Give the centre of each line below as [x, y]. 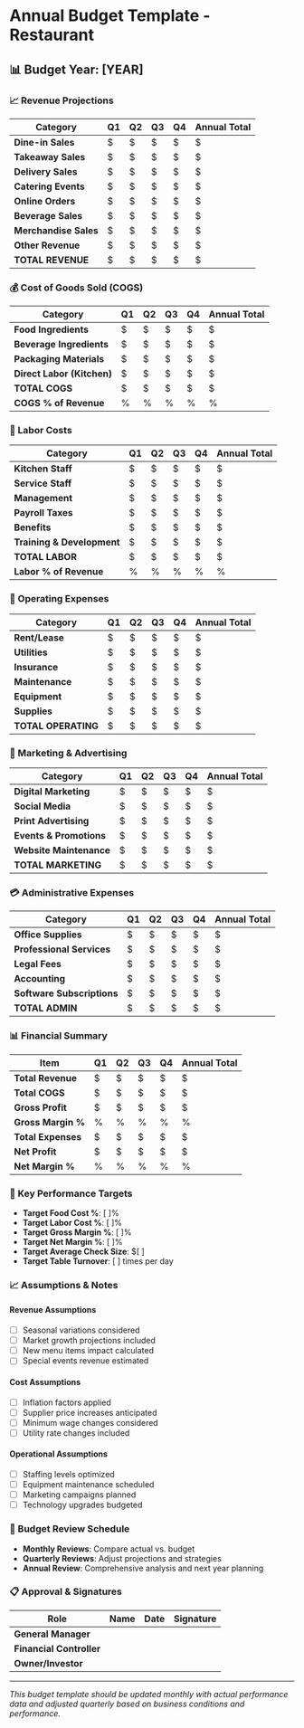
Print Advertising [52, 821]
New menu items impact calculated [88, 1351]
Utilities [31, 652]
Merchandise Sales [56, 230]
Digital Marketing [52, 792]
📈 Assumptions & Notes [64, 1285]
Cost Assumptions [45, 1381]
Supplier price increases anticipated [90, 1412]
